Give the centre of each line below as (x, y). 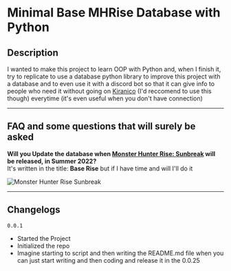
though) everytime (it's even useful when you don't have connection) (105, 98)
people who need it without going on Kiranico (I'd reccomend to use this (109, 91)
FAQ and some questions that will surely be (101, 126)
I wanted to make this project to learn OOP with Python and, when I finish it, (114, 69)
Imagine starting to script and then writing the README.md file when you (120, 253)
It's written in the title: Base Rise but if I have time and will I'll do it (100, 168)
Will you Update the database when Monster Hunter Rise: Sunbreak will (111, 153)
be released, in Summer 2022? (52, 161)
